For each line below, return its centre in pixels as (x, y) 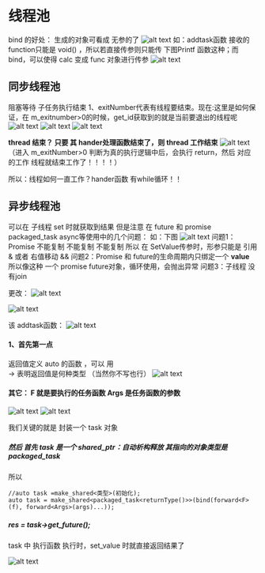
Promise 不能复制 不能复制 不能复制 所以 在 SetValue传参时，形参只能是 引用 (133, 247)
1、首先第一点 (31, 345)
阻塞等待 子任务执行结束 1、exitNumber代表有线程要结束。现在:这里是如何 (129, 107)
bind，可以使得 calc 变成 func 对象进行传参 (78, 59)
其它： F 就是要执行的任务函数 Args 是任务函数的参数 (94, 393)
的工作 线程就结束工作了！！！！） (64, 162)
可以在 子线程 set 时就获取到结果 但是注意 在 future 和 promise (110, 227)
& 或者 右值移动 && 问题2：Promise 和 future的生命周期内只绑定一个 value (129, 256)
